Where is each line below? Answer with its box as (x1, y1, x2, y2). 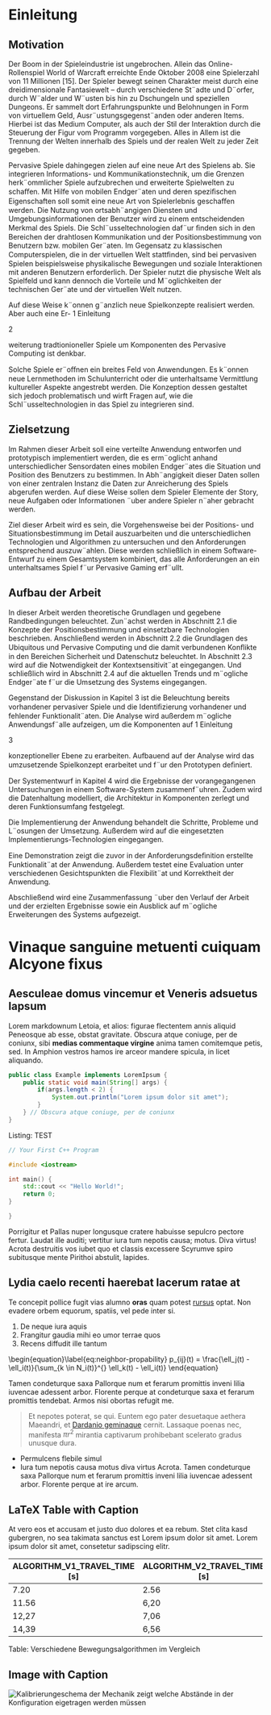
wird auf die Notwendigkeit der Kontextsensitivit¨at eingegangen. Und (8, 660, 242, 670)
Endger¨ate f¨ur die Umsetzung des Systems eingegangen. (8, 677, 207, 686)
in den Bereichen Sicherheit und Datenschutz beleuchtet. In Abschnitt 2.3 (8, 651, 252, 661)
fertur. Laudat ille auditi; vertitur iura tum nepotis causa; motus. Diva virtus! (8, 1235, 256, 1245)
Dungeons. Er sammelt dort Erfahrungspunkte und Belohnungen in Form (8, 102, 248, 111)
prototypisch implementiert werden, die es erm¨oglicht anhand (8, 453, 218, 462)
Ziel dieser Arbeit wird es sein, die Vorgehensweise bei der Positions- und (8, 520, 254, 529)
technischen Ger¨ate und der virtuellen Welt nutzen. (8, 285, 182, 294)
